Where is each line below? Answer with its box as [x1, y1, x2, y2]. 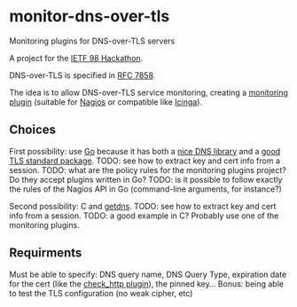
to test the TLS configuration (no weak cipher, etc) [9, 287, 193, 298]
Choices [9, 122, 56, 138]
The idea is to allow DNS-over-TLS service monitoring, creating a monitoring [9, 87, 288, 98]
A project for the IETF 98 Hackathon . [9, 52, 144, 63]
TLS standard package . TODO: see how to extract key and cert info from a [9, 155, 281, 166]
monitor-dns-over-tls [9, 6, 170, 27]
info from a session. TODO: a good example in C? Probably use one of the [9, 210, 279, 221]
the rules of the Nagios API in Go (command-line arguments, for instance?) [9, 184, 282, 194]
